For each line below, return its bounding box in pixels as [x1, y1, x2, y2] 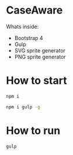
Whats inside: [6, 23, 39, 30]
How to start [6, 74, 67, 87]
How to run [6, 124, 61, 137]
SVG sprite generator [14, 47, 66, 54]
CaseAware [6, 4, 63, 17]
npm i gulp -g [6, 104, 41, 110]
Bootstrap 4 [14, 34, 43, 41]
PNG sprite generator [14, 53, 66, 60]
